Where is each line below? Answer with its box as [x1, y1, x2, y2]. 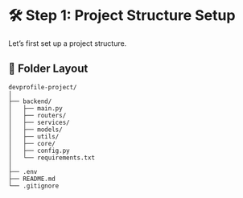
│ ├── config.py [8, 146, 70, 155]
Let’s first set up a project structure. [8, 38, 127, 48]
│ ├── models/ [8, 126, 63, 134]
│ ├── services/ [8, 118, 70, 126]
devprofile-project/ [8, 83, 78, 91]
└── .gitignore [8, 182, 60, 190]
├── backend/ [8, 97, 52, 105]
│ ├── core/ [8, 139, 56, 147]
